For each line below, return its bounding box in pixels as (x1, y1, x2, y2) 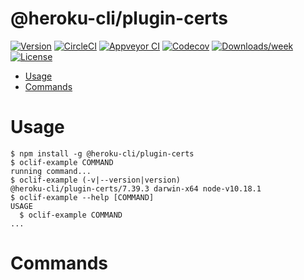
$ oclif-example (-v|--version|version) (10, 175, 182, 185)
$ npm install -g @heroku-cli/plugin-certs (10, 148, 195, 159)
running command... (10, 166, 92, 176)
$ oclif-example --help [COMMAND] (10, 192, 155, 202)
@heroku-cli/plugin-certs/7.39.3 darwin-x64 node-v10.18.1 (10, 183, 262, 194)
